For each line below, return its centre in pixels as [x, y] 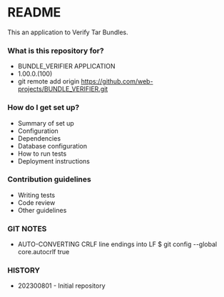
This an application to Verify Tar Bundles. [68, 32]
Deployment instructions [54, 161]
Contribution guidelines [49, 179]
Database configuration [52, 146]
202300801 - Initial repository [61, 286]
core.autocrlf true [44, 252]
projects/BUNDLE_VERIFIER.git [63, 89]
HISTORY [24, 271]
